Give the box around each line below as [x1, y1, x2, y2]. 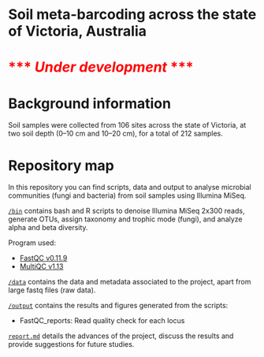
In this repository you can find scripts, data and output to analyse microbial [8, 183, 251, 192]
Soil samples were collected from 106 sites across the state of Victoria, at [8, 121, 247, 130]
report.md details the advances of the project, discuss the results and [8, 331, 234, 340]
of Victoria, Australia [8, 22, 147, 40]
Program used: [8, 238, 57, 247]
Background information [8, 95, 172, 112]
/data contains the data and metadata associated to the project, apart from [8, 277, 251, 287]
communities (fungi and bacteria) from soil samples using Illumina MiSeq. [8, 191, 247, 200]
